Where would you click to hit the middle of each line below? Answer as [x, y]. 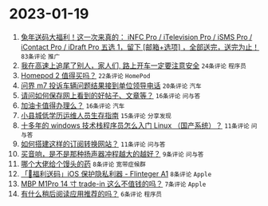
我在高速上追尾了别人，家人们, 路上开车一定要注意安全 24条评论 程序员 [133, 65]
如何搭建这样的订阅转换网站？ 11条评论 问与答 [93, 144]
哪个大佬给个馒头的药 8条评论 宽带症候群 [83, 164]
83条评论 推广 [40, 57]
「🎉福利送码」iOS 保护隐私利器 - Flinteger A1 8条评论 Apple [116, 173]
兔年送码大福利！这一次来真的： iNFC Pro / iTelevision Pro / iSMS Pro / [136, 37]
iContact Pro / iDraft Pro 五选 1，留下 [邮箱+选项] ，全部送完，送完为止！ [140, 47]
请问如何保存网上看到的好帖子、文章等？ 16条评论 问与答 [110, 95]
